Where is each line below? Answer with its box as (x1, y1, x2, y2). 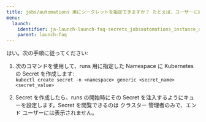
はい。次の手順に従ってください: (6, 50, 88, 57)
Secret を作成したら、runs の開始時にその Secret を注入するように (15, 94, 184, 101)
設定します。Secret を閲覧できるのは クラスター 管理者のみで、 (26, 102, 186, 109)
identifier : (17, 26, 48, 32)
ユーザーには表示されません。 (22, 109, 98, 116)
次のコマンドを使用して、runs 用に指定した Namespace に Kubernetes (15, 63, 194, 70)
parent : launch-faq (17, 32, 67, 38)
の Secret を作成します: (15, 70, 75, 77)
